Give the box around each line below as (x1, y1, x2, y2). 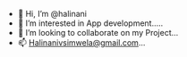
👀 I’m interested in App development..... (17, 18, 164, 28)
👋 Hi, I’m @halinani (17, 9, 88, 19)
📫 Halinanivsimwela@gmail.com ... (17, 37, 146, 48)
